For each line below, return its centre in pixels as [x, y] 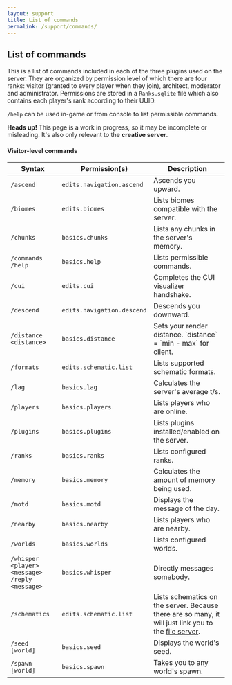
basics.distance [88, 339]
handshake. [172, 295]
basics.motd [81, 504]
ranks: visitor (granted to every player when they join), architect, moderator [114, 86]
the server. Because [186, 605]
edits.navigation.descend [104, 310]
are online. [171, 411]
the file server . [177, 632]
